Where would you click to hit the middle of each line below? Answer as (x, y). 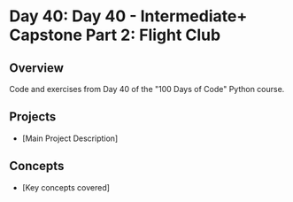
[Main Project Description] (70, 138)
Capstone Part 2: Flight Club (115, 35)
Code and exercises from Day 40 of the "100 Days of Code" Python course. (147, 89)
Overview (37, 68)
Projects (33, 117)
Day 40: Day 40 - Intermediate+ (128, 16)
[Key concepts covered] (66, 187)
